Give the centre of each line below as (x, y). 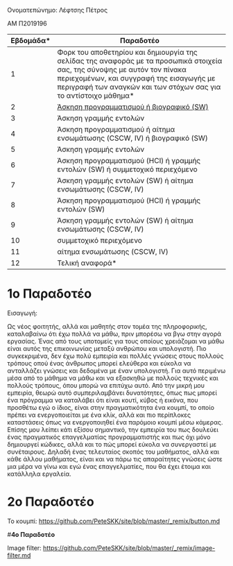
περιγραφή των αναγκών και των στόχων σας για (139, 87)
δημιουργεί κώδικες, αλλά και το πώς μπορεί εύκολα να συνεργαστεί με (112, 444)
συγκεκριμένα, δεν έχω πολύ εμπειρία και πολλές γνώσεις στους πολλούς (115, 356)
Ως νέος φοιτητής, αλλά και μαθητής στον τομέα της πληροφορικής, (107, 326)
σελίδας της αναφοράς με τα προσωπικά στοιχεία (140, 61)
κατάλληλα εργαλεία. (39, 474)
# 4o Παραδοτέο (31, 534)
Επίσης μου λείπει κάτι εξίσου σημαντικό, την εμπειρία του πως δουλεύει (113, 429)
